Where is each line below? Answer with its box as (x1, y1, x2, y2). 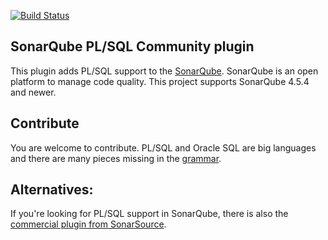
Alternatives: (10, 181, 94, 199)
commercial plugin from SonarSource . (10, 218, 167, 230)
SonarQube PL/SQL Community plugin (10, 38, 255, 55)
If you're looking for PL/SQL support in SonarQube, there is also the (10, 208, 289, 220)
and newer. (10, 86, 57, 98)
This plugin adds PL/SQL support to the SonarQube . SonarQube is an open (10, 65, 319, 77)
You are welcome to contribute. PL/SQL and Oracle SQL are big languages (10, 141, 317, 154)
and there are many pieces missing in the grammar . (10, 152, 222, 164)
